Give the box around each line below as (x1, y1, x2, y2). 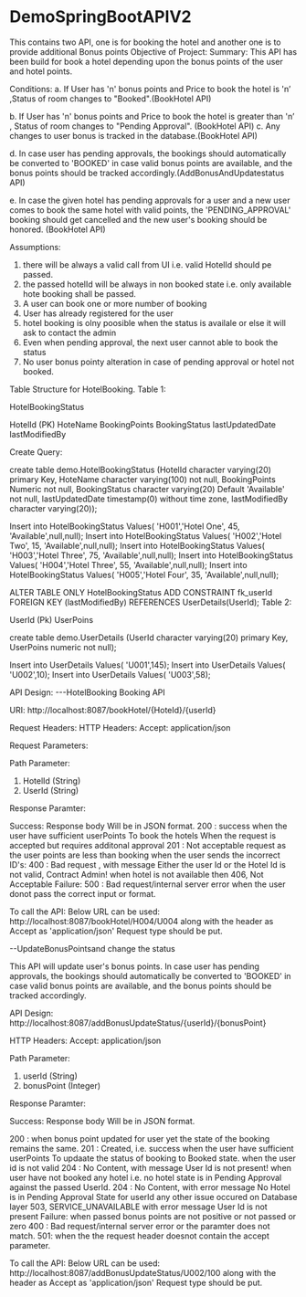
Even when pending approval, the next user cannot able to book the (22, 336, 279, 348)
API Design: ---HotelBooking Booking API (9, 687, 166, 698)
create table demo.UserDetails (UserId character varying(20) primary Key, (9, 632, 289, 643)
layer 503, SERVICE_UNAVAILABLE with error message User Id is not (9, 1201, 268, 1212)
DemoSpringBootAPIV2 (9, 6, 192, 27)
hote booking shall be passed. (22, 288, 137, 299)
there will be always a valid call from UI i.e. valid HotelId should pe (22, 258, 272, 270)
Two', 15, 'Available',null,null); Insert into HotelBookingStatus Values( (9, 540, 265, 551)
